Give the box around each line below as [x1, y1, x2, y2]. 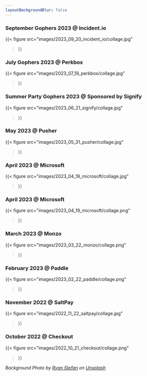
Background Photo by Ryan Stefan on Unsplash [5, 364, 106, 371]
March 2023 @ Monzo [5, 230, 62, 237]
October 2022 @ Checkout [5, 333, 73, 340]
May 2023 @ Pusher [5, 127, 57, 135]
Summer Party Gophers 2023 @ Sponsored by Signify [5, 93, 142, 100]
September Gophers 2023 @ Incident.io [5, 24, 106, 31]
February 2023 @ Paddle [5, 264, 69, 272]
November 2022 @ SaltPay [5, 299, 74, 306]
